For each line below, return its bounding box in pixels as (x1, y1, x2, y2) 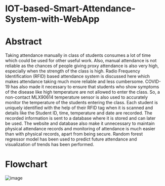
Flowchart (5, 159, 48, 170)
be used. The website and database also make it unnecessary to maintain (5, 120, 155, 126)
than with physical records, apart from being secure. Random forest (5, 131, 143, 137)
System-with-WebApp (5, 13, 100, 25)
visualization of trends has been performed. (5, 142, 94, 148)
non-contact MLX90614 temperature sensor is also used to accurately (5, 94, 148, 100)
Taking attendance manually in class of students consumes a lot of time (5, 52, 151, 58)
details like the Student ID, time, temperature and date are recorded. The (5, 110, 153, 116)
